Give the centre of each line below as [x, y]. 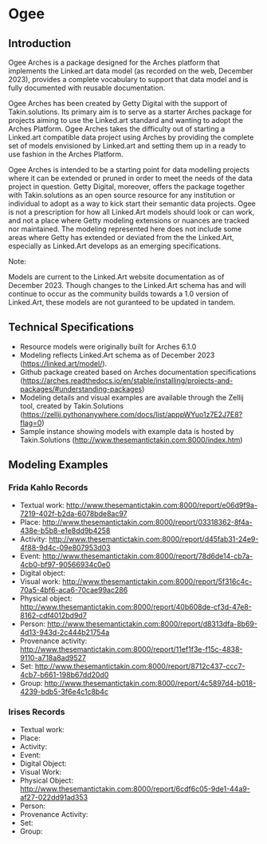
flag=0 [31, 423]
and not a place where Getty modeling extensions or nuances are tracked [129, 221]
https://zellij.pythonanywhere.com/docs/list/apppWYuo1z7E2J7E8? [133, 414]
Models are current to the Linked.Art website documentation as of [116, 277]
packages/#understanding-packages [81, 388]
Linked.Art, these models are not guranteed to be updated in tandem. [122, 302]
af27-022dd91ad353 [54, 797]
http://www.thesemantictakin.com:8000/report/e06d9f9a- [162, 505]
